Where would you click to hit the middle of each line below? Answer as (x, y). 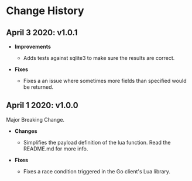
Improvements (33, 46)
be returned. (38, 87)
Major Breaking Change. (35, 119)
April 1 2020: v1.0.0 (42, 105)
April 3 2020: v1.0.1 (42, 33)
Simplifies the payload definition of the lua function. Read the (97, 142)
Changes (26, 131)
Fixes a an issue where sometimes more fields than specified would (105, 81)
